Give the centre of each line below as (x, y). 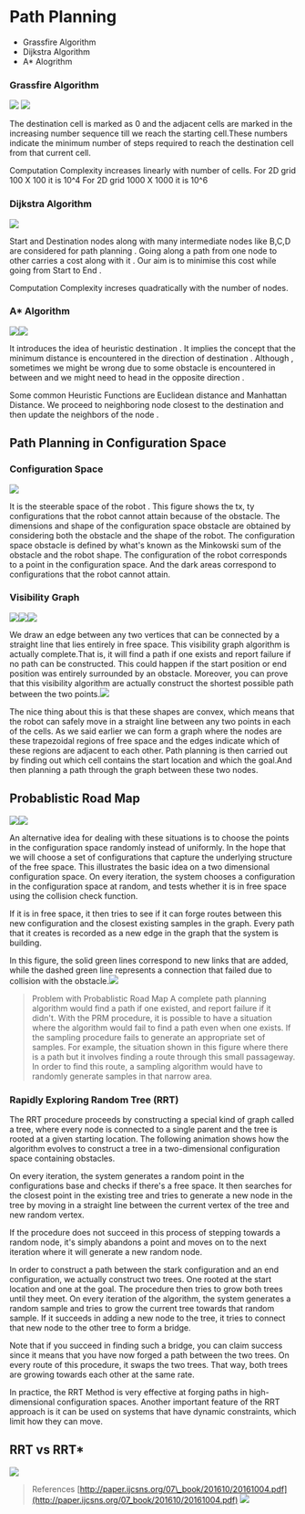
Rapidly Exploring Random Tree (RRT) (94, 1100)
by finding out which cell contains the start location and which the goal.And (151, 760)
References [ (56, 1488)
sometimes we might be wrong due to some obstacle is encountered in (142, 368)
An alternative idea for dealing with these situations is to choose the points (149, 838)
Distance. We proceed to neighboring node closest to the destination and (147, 404)
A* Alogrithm (47, 61)
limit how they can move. (56, 1421)
